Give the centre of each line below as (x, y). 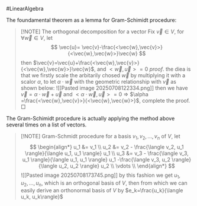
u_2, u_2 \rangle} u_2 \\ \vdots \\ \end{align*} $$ (117, 166)
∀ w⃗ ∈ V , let (37, 38)
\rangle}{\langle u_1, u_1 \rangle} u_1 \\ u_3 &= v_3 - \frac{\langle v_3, (107, 153)
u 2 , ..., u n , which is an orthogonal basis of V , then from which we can (104, 183)
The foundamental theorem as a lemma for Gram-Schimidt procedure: (91, 20)
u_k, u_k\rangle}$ (42, 197)
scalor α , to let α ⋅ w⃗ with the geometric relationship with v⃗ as (98, 82)
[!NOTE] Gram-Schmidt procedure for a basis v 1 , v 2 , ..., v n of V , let (100, 137)
